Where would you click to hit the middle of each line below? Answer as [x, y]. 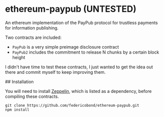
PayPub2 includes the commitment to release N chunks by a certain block [86, 52]
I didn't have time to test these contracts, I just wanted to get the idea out [79, 67]
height [19, 57]
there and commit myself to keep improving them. [55, 72]
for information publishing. [32, 28]
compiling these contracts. [32, 96]
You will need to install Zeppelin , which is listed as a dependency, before [79, 91]
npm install [17, 110]
